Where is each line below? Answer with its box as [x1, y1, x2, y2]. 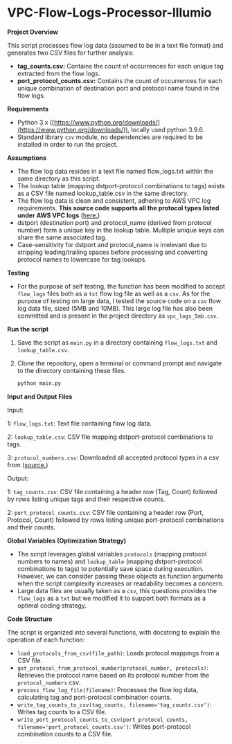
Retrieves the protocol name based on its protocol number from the [17, 671, 210, 679]
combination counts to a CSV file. [17, 729, 113, 738]
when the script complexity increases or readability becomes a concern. [17, 579, 224, 588]
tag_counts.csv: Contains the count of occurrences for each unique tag [17, 62, 224, 70]
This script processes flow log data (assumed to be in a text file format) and [7, 41, 224, 49]
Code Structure [7, 615, 53, 623]
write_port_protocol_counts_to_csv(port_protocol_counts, [17, 716, 188, 723]
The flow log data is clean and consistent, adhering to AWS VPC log [17, 196, 211, 205]
